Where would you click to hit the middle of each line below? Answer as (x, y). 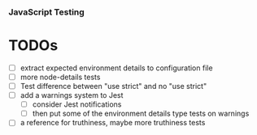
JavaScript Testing (47, 12)
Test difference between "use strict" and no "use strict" (113, 86)
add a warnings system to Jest (72, 95)
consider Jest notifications (77, 104)
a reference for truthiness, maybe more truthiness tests (113, 123)
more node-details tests (60, 77)
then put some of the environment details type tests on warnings (141, 114)
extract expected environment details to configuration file (116, 68)
